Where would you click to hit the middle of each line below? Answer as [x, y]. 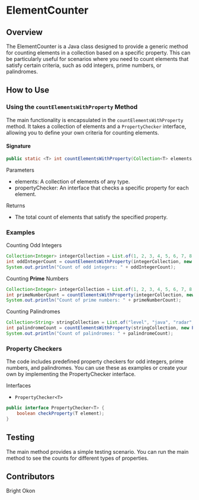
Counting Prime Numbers [38, 278]
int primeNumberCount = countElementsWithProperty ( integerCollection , [95, 295]
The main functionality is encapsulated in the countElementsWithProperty [95, 120]
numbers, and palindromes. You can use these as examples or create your [97, 368]
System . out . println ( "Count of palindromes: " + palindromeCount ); [90, 334]
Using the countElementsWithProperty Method [72, 107]
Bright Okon [21, 491]
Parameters [20, 170]
